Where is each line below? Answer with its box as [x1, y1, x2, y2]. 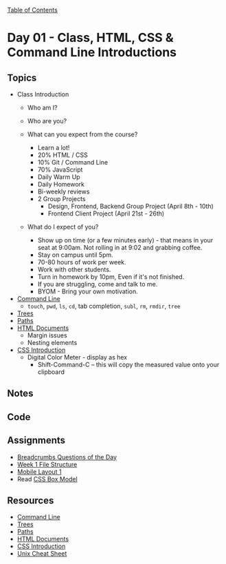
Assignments [7, 435, 66, 446]
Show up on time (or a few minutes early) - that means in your [37, 236, 214, 244]
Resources [7, 494, 54, 506]
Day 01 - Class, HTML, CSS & [7, 30, 174, 45]
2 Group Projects [37, 195, 86, 202]
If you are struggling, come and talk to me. [37, 280, 158, 288]
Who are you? [27, 117, 67, 125]
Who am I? [27, 103, 58, 112]
